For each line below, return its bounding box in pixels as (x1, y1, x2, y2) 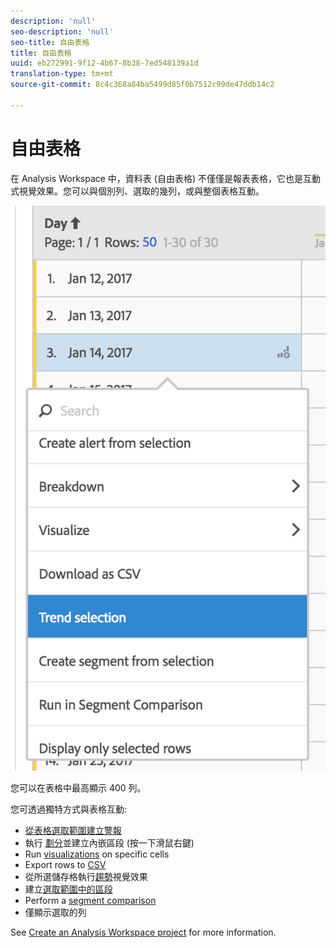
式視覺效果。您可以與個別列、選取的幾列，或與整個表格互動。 (10, 185, 265, 197)
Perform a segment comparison (24, 894, 157, 906)
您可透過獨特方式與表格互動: (10, 803, 128, 815)
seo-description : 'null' (10, 26, 114, 37)
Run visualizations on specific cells (24, 848, 170, 860)
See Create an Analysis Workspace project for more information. (10, 926, 277, 938)
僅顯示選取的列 (24, 906, 87, 918)
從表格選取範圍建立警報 (24, 824, 122, 836)
